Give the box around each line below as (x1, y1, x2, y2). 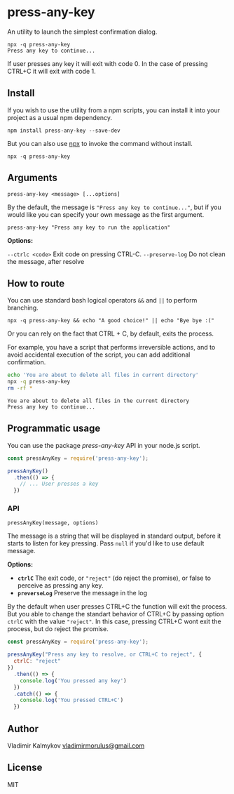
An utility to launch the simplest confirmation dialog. (7, 27, 158, 36)
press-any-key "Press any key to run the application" (7, 224, 171, 231)
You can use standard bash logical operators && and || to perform (7, 296, 198, 305)
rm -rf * (7, 385, 33, 392)
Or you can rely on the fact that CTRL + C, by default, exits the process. (7, 329, 214, 338)
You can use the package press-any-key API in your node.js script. (7, 441, 200, 449)
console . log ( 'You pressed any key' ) (20, 677, 128, 684)
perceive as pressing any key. (17, 581, 104, 590)
